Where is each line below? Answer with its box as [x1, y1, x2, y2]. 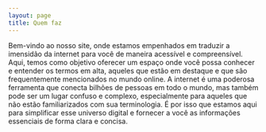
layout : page [8, 11, 52, 20]
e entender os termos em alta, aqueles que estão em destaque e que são [8, 66, 248, 75]
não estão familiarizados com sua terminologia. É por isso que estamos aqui [8, 100, 257, 109]
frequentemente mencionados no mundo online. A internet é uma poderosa [8, 74, 255, 84]
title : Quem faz [8, 19, 62, 27]
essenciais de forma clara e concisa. [8, 116, 129, 126]
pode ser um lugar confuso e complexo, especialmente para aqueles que [8, 91, 248, 100]
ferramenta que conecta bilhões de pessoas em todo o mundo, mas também [8, 82, 259, 92]
